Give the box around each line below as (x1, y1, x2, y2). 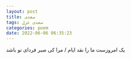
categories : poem (6, 25, 49, 31)
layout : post (6, 8, 38, 15)
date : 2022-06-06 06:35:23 (6, 30, 72, 36)
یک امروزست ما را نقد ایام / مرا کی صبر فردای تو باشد (6, 46, 125, 53)
